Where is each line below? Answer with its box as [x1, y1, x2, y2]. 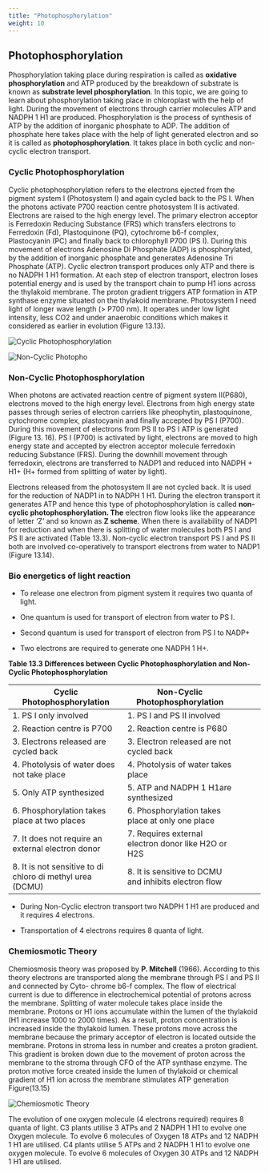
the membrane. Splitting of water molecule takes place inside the [8, 998, 223, 1007]
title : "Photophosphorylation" [8, 11, 113, 20]
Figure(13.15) [8, 1083, 50, 1093]
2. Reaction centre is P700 [12, 723, 113, 734]
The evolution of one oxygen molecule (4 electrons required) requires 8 [8, 1114, 244, 1123]
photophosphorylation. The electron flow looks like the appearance [30, 508, 255, 517]
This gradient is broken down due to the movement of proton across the [8, 1049, 246, 1059]
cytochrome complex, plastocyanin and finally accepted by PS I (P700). [8, 416, 244, 425]
